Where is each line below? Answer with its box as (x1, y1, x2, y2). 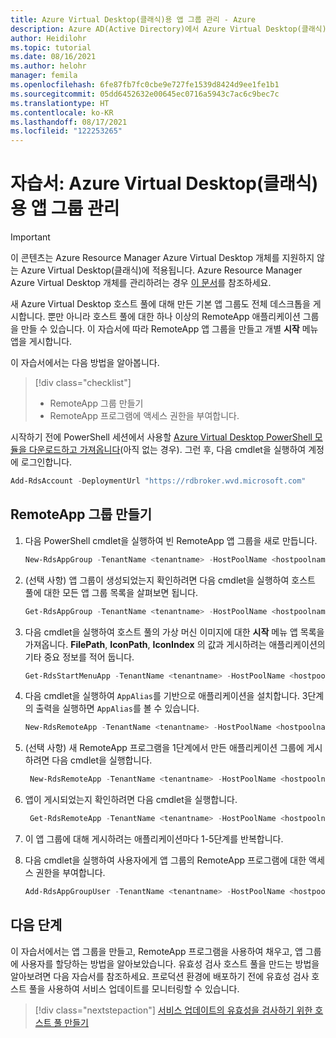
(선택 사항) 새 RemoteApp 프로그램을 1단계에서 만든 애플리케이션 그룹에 (24, 742, 305, 754)
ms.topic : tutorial (10, 42, 92, 53)
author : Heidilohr (10, 33, 87, 43)
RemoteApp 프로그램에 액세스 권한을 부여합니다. (49, 410, 240, 422)
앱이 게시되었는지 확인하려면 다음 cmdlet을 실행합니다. (24, 794, 238, 806)
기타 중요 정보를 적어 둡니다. (24, 651, 135, 663)
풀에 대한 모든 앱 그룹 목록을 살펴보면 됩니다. (24, 586, 199, 598)
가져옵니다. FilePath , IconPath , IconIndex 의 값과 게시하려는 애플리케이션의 (24, 638, 326, 650)
